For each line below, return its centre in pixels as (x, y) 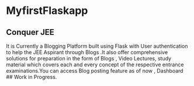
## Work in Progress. (32, 77)
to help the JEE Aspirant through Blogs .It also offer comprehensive (87, 52)
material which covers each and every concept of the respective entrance (95, 64)
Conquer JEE (30, 32)
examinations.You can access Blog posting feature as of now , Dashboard (95, 71)
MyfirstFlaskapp (47, 11)
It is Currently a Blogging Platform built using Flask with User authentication (97, 46)
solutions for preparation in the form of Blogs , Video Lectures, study (89, 58)
